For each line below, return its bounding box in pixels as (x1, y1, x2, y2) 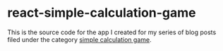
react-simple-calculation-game (7, 5, 196, 21)
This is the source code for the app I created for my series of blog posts (7, 28, 217, 36)
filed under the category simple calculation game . (7, 35, 152, 43)
